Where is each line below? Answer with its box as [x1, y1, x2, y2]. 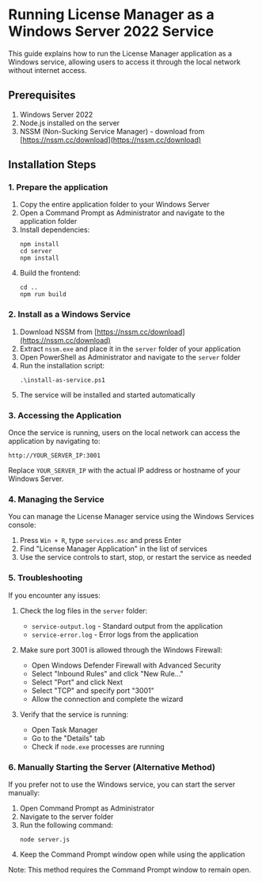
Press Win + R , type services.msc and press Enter [19, 536, 182, 545]
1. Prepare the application [8, 182, 108, 193]
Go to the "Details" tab [31, 733, 105, 743]
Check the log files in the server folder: [19, 606, 148, 615]
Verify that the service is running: [19, 709, 129, 719]
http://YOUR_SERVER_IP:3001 [8, 452, 101, 460]
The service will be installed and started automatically [19, 390, 196, 399]
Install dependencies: [19, 225, 90, 235]
